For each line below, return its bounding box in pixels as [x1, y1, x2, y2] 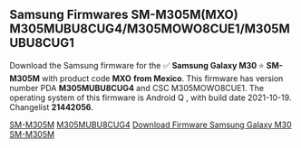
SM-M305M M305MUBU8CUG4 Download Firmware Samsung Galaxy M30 [9, 119, 292, 130]
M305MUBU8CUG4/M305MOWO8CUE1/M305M [9, 22, 290, 37]
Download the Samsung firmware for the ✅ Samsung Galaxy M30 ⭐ [9, 60, 265, 70]
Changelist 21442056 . [9, 101, 93, 112]
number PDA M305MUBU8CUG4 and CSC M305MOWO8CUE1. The [9, 82, 265, 93]
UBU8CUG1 [9, 35, 75, 51]
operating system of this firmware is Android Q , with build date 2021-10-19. [9, 92, 292, 103]
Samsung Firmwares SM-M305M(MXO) [9, 7, 238, 23]
